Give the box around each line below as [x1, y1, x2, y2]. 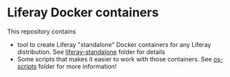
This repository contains [7, 27, 76, 35]
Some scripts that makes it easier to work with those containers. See [17, 55, 212, 63]
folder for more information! [38, 62, 117, 70]
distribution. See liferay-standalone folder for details [17, 48, 165, 56]
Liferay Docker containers [7, 5, 159, 20]
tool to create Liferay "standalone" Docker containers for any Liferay [17, 40, 211, 48]
